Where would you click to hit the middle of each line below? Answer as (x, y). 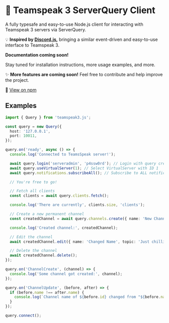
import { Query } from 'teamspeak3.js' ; (48, 117)
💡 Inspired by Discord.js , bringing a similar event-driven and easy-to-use (81, 39)
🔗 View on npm (21, 90)
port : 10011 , (23, 136)
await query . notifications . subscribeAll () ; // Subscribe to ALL (78, 173)
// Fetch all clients (32, 191)
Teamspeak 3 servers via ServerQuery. (46, 29)
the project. (17, 80)
